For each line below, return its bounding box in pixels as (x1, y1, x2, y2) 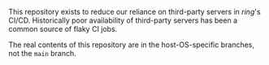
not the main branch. (8, 49, 77, 58)
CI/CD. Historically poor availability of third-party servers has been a (8, 15, 238, 25)
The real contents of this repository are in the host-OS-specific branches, (8, 40, 254, 50)
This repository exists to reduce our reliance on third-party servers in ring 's (8, 7, 262, 16)
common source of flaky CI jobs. (8, 24, 118, 33)
